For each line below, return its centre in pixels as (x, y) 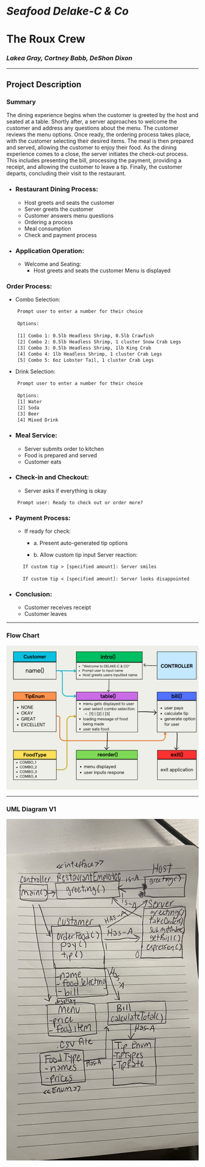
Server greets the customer (59, 209)
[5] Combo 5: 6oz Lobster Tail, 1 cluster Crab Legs (86, 360)
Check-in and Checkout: (52, 477)
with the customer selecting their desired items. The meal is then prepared (100, 141)
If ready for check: (48, 531)
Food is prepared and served (61, 455)
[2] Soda (28, 408)
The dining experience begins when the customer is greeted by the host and (103, 115)
